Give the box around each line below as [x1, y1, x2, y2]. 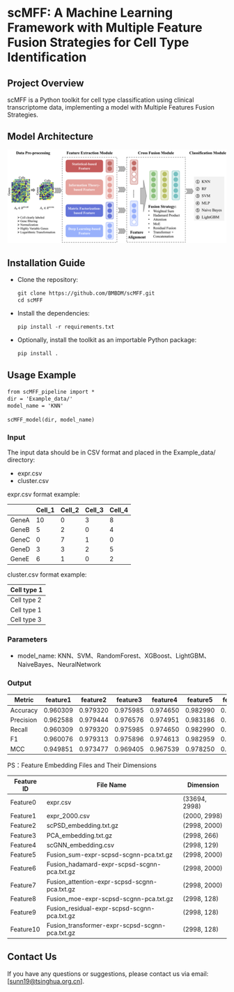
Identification [7, 50, 87, 66]
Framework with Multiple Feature [7, 20, 203, 36]
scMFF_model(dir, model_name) [7, 417, 95, 424]
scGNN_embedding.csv [46, 841, 115, 849]
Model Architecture [7, 131, 94, 142]
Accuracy [10, 706, 38, 714]
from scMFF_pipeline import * [7, 389, 95, 396]
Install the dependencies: [17, 309, 91, 318]
